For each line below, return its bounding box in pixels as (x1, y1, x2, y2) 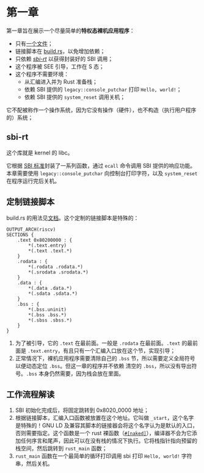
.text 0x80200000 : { (17, 237, 72, 243)
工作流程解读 (6, 389, 55, 400)
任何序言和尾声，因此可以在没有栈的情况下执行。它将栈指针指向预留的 (20, 437, 197, 444)
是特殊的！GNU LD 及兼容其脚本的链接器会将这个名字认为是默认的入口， (15, 422, 199, 429)
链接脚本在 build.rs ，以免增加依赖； (15, 47, 106, 55)
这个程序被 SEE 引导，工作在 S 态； (15, 62, 105, 70)
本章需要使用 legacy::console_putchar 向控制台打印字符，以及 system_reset (6, 169, 198, 177)
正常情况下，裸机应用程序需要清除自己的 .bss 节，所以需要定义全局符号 (15, 355, 195, 362)
